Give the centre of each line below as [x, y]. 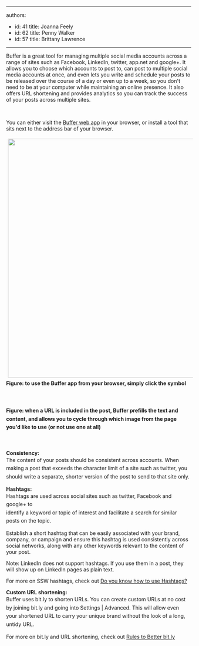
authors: [16, 15]
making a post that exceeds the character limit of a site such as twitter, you [97, 468]
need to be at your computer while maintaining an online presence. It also [95, 87]
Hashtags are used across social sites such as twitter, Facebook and [89, 496]
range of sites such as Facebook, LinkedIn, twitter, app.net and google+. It [96, 62]
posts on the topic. [29, 521]
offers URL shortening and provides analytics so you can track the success [97, 93]
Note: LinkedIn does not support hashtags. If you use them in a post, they [95, 563]
